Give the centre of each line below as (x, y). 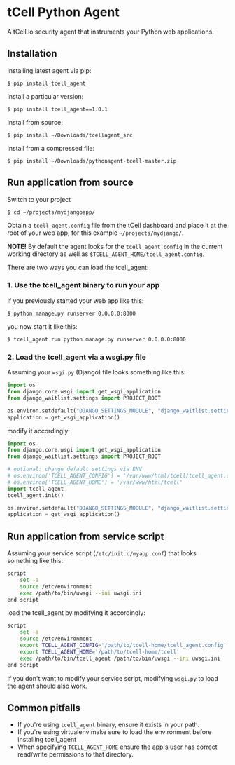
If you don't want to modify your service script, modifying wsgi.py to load (113, 678)
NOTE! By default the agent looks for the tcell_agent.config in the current (115, 246)
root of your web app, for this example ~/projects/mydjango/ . (95, 233)
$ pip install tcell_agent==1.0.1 (58, 109)
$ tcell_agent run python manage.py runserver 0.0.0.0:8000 (97, 339)
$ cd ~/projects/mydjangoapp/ (51, 212)
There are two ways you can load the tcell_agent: (78, 267)
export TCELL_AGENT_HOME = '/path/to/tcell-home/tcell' (100, 652)
